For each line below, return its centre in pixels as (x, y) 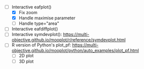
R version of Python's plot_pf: (41, 45)
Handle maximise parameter (47, 18)
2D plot (26, 56)
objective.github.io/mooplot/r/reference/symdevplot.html (69, 40)
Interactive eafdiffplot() (35, 29)
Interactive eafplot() (31, 7)
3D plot (26, 61)
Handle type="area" (39, 23)
